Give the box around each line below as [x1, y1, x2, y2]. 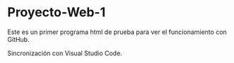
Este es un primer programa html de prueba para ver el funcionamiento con [7, 28, 228, 36]
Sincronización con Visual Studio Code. [7, 49, 122, 57]
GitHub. [7, 35, 30, 43]
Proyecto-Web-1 [7, 4, 106, 21]
